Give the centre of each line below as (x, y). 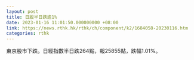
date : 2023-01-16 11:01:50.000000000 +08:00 (62, 22)
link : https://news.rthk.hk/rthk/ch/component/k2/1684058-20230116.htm (97, 28)
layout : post (22, 11)
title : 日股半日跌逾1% (32, 17)
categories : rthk (28, 34)
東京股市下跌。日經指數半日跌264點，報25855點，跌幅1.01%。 (84, 51)
